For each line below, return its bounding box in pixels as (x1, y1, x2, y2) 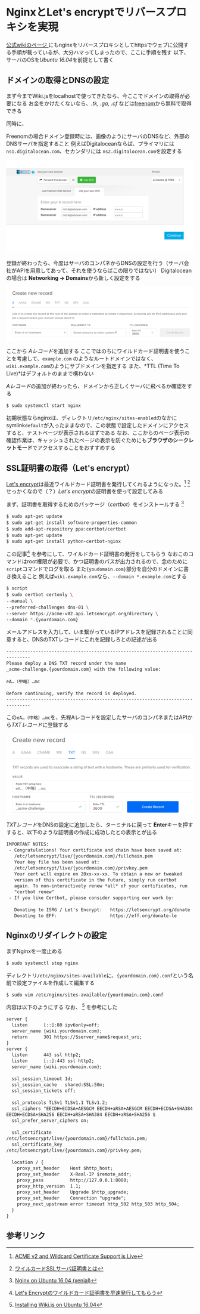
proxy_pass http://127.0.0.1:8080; (17, 1177, 129, 1183)
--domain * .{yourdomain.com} (6, 617, 79, 623)
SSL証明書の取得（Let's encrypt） (6, 463, 135, 473)
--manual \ (6, 598, 33, 604)
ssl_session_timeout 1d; (11, 1076, 73, 1082)
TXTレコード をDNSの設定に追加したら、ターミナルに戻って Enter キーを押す (6, 821, 193, 828)
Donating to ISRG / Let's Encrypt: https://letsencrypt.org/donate (14, 906, 190, 913)
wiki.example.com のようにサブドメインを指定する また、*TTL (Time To (6, 362, 180, 369)
